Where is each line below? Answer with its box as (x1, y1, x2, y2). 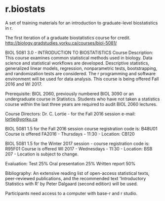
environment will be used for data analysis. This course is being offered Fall (5, 76, 159, 82)
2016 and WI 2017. (5, 81, 42, 87)
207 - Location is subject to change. (5, 151, 79, 157)
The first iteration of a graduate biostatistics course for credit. (5, 35, 131, 41)
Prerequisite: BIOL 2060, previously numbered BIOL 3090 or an (5, 91, 134, 97)
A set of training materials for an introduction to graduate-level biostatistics (5, 20, 158, 26)
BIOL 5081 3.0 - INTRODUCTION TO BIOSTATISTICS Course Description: (5, 50, 153, 55)
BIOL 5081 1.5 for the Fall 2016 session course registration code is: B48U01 (5, 125, 158, 132)
